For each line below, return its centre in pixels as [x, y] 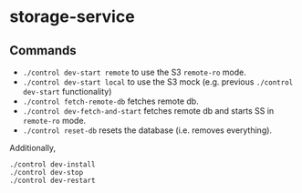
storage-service [72, 17]
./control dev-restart [52, 180]
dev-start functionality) [67, 91]
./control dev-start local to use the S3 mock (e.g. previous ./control [158, 82]
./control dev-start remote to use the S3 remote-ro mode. [134, 72]
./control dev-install [52, 165]
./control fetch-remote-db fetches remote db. [110, 101]
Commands [43, 51]
